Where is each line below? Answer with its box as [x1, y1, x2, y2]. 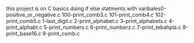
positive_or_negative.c [6, 11, 61, 18]
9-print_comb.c [42, 30, 80, 37]
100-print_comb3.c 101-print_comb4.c [61, 11, 154, 18]
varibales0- [138, 5, 167, 12]
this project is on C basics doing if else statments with [6, 5, 137, 12]
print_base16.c [6, 30, 41, 37]
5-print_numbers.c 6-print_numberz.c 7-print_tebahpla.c [43, 24, 182, 31]
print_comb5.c [6, 18, 41, 24]
